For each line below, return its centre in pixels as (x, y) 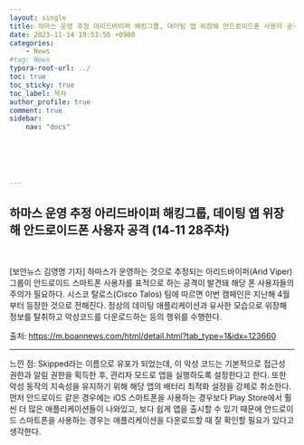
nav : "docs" (48, 128)
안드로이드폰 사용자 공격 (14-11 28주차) (127, 230)
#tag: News (30, 60)
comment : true (36, 110)
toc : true (28, 77)
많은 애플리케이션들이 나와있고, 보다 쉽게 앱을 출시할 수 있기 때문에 (145, 409)
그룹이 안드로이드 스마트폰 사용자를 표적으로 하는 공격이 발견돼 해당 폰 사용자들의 (152, 282)
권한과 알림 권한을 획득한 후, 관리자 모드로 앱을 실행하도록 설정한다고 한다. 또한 (148, 374)
